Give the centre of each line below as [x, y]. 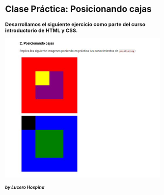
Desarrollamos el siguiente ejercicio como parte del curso [75, 25]
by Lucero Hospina [25, 187]
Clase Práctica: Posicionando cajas [78, 9]
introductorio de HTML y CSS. [41, 30]
